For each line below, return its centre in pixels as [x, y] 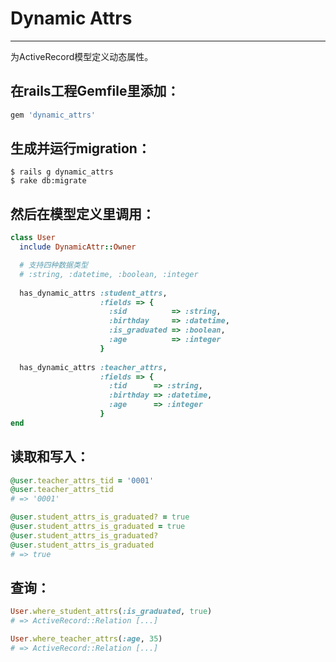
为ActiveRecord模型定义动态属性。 [82, 56]
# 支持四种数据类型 [53, 265]
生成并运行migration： [80, 148]
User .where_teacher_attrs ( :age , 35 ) [86, 639]
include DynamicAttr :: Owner [78, 247]
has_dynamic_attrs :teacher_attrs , [93, 367]
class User [33, 238]
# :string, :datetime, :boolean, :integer [109, 274]
